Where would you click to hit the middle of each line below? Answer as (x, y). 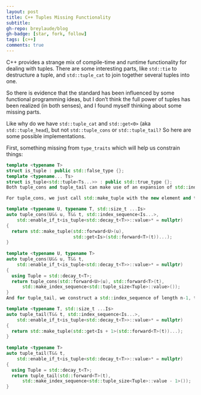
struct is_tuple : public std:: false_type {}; (65, 171)
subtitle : (19, 23)
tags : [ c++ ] (21, 39)
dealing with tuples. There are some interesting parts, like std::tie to (92, 68)
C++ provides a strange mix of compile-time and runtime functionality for (97, 62)
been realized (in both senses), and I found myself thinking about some (94, 105)
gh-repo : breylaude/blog (37, 28)
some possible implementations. (46, 136)
